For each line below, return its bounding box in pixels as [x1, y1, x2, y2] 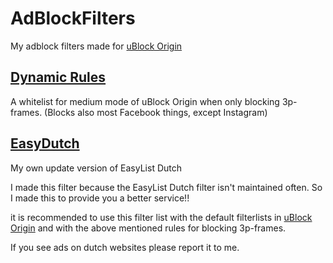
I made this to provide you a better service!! [10, 192, 190, 204]
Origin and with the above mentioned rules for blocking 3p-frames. [10, 222, 287, 234]
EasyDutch [10, 135, 80, 152]
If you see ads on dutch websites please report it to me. [10, 241, 240, 253]
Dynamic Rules [10, 69, 107, 86]
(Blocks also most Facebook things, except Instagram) [44, 106, 268, 118]
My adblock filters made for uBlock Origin [10, 40, 183, 52]
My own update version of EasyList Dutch [10, 162, 182, 174]
